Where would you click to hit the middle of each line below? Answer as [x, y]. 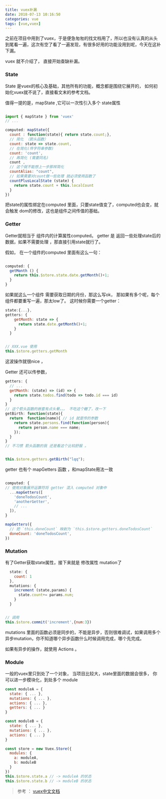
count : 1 [23, 577]
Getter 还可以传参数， [27, 372]
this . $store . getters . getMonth [36, 351]
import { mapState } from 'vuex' [40, 116]
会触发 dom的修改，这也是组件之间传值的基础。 [54, 211]
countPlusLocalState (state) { [42, 181]
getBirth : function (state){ [34, 414]
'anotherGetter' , [32, 502]
